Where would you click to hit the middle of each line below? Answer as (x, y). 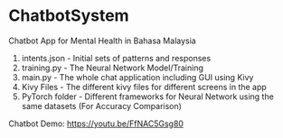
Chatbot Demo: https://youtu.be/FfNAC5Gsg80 (96, 124)
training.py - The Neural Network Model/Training (113, 68)
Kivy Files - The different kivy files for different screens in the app (144, 87)
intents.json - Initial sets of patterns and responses (116, 58)
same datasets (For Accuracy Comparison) (102, 106)
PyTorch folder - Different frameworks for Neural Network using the (148, 97)
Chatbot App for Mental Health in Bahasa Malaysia (102, 41)
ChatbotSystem (69, 16)
